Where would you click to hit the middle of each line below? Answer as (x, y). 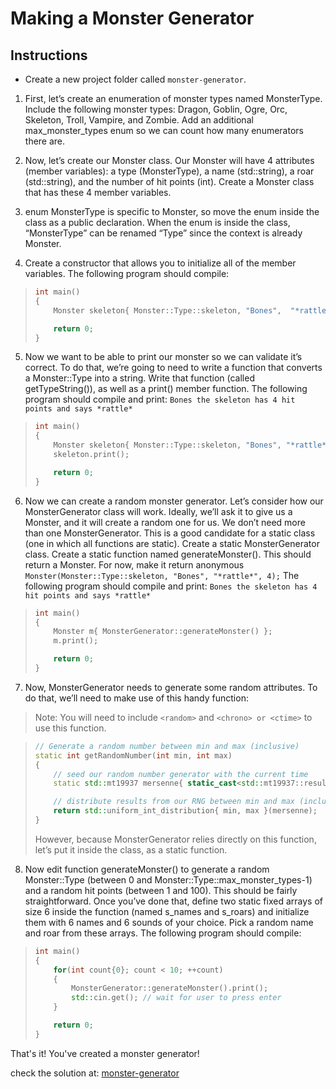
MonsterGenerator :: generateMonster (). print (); (170, 988)
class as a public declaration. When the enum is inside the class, (157, 222)
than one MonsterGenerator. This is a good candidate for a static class (170, 533)
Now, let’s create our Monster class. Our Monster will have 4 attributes (169, 160)
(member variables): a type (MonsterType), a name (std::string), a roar (169, 171)
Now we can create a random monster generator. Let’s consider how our (174, 501)
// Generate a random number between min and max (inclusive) (167, 746)
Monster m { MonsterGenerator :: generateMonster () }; (163, 632)
